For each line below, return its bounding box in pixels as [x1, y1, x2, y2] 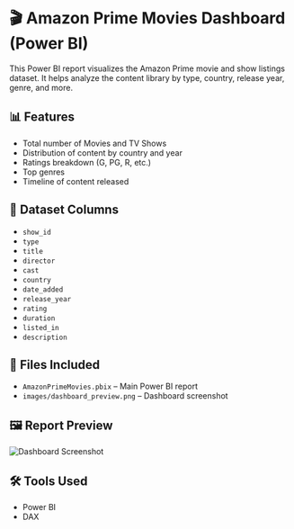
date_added [22, 285, 64, 294]
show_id [22, 228, 51, 237]
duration [22, 313, 56, 323]
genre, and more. [9, 82, 74, 93]
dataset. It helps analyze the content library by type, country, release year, [9, 72, 285, 83]
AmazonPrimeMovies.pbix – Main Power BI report [22, 381, 198, 392]
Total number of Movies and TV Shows [22, 138, 167, 148]
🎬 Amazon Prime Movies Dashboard [9, 8, 286, 29]
